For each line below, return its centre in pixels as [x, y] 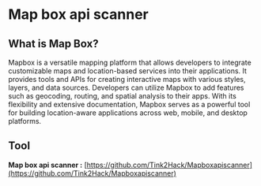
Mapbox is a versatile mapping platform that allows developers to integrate [130, 62]
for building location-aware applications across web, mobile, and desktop [128, 113]
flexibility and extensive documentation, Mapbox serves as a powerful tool [129, 104]
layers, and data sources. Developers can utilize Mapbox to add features [126, 87]
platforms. [25, 121]
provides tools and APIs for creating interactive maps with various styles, [127, 79]
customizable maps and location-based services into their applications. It [128, 71]
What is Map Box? [53, 44]
